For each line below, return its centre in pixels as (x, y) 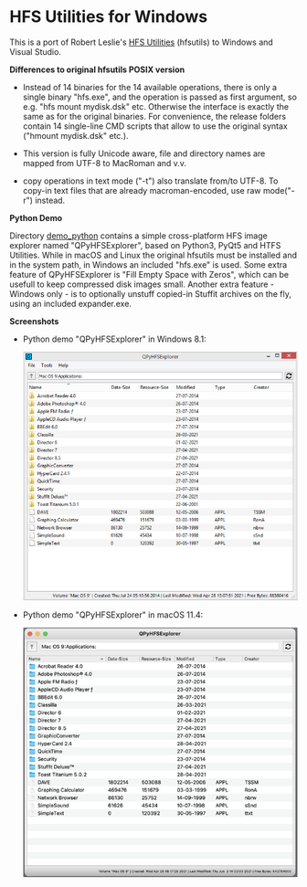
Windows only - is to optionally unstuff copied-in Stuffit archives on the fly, (151, 293)
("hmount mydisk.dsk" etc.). (76, 135)
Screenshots (34, 321)
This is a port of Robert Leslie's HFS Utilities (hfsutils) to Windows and (142, 42)
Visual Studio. (36, 51)
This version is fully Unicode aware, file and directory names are (144, 153)
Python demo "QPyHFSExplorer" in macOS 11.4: (113, 615)
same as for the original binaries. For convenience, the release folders (154, 116)
